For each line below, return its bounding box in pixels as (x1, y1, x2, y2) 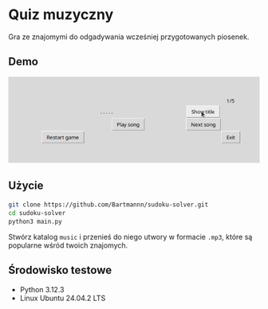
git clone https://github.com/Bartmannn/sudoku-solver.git (8, 201, 209, 209)
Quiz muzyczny (8, 6, 114, 24)
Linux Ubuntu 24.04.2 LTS (19, 293, 106, 303)
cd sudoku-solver (8, 209, 66, 217)
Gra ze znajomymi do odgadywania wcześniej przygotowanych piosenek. (8, 32, 250, 41)
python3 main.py (8, 217, 62, 226)
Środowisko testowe (8, 264, 112, 277)
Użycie (8, 178, 44, 192)
